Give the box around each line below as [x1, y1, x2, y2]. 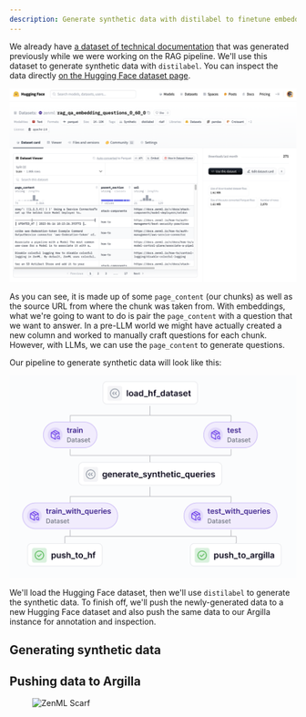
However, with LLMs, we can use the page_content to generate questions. [9, 339, 285, 350]
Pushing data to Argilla [9, 673, 141, 689]
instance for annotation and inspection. [9, 616, 157, 627]
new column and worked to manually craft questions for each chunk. [9, 329, 267, 341]
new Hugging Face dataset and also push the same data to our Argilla [9, 606, 271, 617]
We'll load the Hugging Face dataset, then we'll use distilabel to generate [9, 587, 291, 598]
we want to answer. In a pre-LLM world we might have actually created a [9, 320, 282, 331]
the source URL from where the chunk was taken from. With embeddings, [9, 301, 286, 312]
